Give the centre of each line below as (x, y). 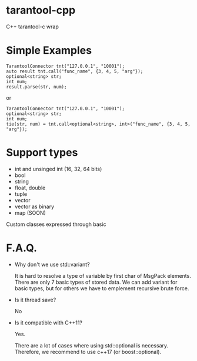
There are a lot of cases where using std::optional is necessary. (91, 345)
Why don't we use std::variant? (52, 264)
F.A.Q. (21, 248)
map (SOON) (30, 212)
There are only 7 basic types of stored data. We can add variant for (96, 282)
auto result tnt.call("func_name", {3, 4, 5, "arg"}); (75, 71)
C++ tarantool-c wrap (32, 27)
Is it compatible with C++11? (48, 323)
